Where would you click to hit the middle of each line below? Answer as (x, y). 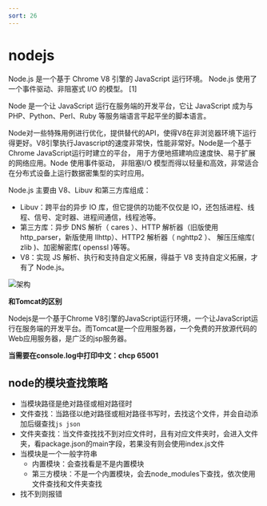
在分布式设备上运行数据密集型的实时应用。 (78, 172)
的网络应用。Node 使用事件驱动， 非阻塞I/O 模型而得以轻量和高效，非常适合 (133, 163)
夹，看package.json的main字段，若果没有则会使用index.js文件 (122, 444)
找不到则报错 (41, 494)
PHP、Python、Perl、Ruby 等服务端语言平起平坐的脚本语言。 (110, 115)
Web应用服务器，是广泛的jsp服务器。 (70, 338)
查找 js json (61, 424)
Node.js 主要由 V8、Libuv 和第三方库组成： (80, 190)
